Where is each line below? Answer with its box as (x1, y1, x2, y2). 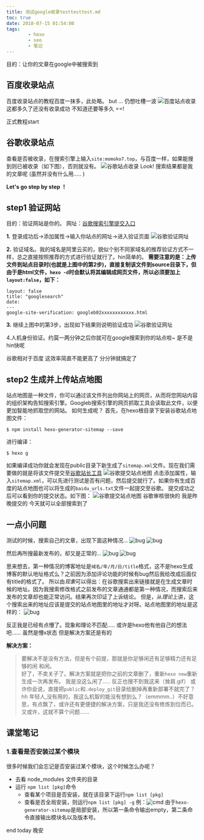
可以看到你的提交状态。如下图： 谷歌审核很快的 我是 (11, 492, 192, 500)
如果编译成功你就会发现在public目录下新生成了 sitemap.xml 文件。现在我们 (6, 461, 190, 469)
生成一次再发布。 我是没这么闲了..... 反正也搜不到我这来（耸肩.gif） (21, 677, 189, 685)
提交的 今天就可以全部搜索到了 (11, 500, 88, 507)
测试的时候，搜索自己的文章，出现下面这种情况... (6, 536, 129, 544)
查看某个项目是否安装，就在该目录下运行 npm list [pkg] (24, 791, 164, 798)
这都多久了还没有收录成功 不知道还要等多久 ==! (6, 105, 124, 112)
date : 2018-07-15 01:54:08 (6, 20, 75, 26)
